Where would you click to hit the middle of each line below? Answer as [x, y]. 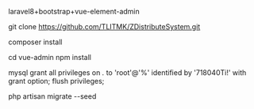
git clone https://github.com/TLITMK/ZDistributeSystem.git [104, 26]
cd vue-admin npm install [50, 57]
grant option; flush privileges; [56, 81]
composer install [35, 42]
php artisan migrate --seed [52, 96]
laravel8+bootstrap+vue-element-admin [74, 11]
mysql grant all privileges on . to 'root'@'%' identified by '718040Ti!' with [127, 73]
